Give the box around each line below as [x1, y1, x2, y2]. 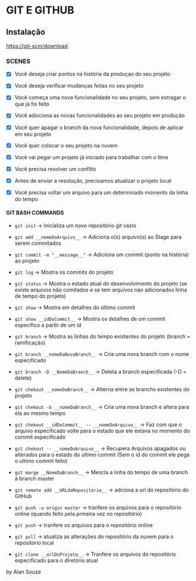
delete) [14, 374, 32, 382]
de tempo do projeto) [14, 293, 66, 300]
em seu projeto [14, 130, 52, 137]
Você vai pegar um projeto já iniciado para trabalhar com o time [14, 153, 168, 160]
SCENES [6, 57, 31, 65]
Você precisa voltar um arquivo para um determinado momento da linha [14, 189, 188, 196]
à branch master [14, 475, 55, 482]
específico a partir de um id [14, 321, 82, 329]
